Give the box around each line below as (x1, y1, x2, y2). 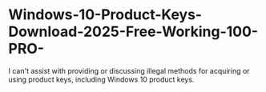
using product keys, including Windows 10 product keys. (8, 74, 195, 84)
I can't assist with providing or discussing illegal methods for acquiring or (8, 66, 250, 75)
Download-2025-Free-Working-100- (8, 22, 259, 41)
